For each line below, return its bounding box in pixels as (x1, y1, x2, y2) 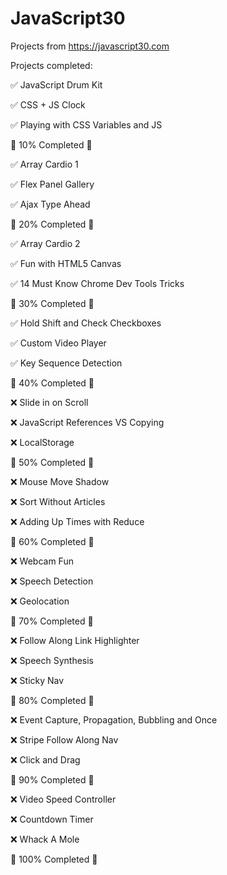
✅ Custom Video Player (10, 337, 107, 349)
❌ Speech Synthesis (10, 654, 94, 666)
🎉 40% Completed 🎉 (10, 377, 95, 389)
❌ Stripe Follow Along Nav (10, 733, 119, 746)
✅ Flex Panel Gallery (10, 178, 95, 190)
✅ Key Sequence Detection (10, 357, 123, 369)
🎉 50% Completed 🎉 (10, 456, 95, 468)
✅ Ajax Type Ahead (10, 198, 91, 210)
